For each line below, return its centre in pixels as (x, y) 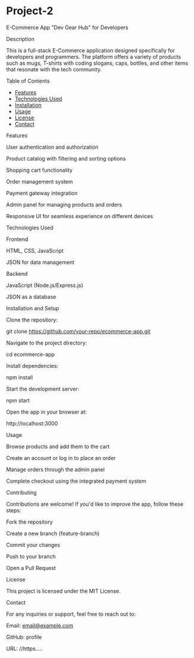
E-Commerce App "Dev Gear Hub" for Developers (67, 27)
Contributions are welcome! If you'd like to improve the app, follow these (95, 504)
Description (20, 39)
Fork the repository (30, 522)
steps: (14, 510)
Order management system (39, 181)
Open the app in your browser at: (47, 412)
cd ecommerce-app (31, 354)
